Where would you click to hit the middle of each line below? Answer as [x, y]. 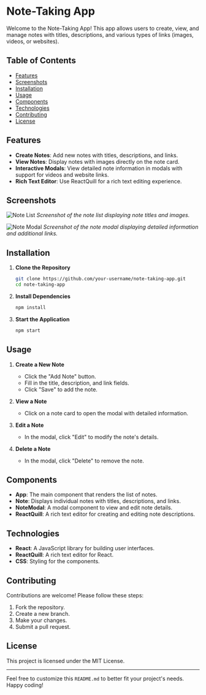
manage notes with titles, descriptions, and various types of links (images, [100, 34]
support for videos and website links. [62, 175]
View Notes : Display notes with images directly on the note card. [97, 161]
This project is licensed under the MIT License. [66, 661]
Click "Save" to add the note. [61, 389]
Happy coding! [25, 685]
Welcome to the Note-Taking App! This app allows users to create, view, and [103, 28]
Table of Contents [41, 60]
